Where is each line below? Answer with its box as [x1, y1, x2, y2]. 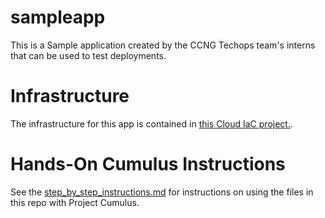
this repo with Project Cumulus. [10, 196, 140, 208]
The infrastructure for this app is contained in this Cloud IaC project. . [10, 117, 294, 130]
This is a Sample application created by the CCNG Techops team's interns [10, 39, 316, 51]
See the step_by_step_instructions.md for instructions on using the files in [10, 186, 314, 198]
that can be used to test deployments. [10, 49, 167, 61]
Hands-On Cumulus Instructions [10, 153, 286, 176]
